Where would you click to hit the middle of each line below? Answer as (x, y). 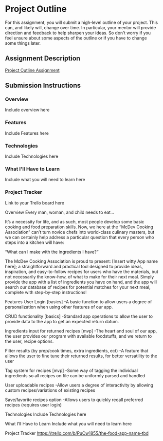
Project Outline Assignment (32, 70)
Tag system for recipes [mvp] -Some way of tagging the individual (71, 370)
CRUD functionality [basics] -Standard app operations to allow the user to (79, 316)
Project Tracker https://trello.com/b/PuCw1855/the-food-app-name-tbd (77, 433)
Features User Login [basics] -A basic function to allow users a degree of (79, 302)
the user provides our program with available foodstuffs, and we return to (79, 336)
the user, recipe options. (29, 341)
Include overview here (27, 110)
